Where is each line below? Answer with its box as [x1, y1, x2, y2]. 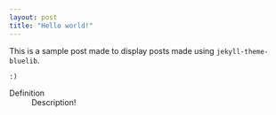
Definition [9, 88, 45, 98]
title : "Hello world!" [9, 21, 93, 30]
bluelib [9, 57, 38, 65]
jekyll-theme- [216, 47, 269, 56]
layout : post [9, 12, 58, 22]
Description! [31, 96, 77, 107]
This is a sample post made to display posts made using [9, 45, 215, 56]
